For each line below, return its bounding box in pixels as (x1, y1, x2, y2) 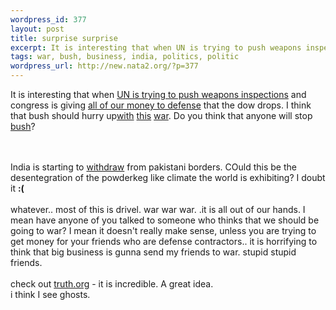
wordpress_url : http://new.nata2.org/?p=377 (10, 61, 199, 71)
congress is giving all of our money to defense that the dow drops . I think (10, 99, 312, 111)
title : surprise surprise (10, 33, 118, 43)
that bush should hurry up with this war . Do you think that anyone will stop (10, 110, 313, 121)
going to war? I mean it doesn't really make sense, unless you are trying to (10, 225, 317, 236)
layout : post (10, 24, 65, 34)
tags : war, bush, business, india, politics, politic (10, 52, 240, 62)
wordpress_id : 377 (10, 14, 87, 25)
